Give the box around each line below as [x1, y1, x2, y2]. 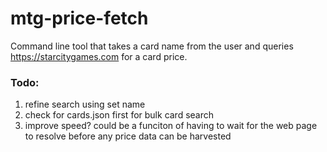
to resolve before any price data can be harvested [24, 130, 232, 142]
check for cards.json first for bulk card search [24, 109, 215, 121]
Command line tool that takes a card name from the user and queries [10, 40, 294, 52]
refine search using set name [24, 98, 146, 111]
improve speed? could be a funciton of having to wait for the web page [24, 120, 318, 132]
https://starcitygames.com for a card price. [10, 50, 188, 62]
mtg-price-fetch [10, 7, 149, 30]
